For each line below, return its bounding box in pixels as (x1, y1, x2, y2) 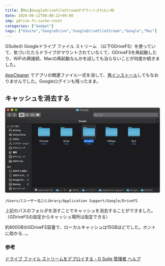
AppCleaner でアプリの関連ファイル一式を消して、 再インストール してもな (5, 72, 155, 78)
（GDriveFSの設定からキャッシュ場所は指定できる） (5, 214, 110, 220)
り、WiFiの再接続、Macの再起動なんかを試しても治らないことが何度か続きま (5, 55, 160, 61)
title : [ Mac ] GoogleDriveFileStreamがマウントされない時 (5, 8, 114, 13)
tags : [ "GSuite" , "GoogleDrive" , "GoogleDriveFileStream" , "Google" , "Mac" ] (5, 28, 157, 34)
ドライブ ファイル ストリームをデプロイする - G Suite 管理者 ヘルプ (5, 256, 141, 262)
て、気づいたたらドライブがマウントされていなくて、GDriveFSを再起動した (5, 50, 157, 55)
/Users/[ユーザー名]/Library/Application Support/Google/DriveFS (5, 199, 138, 204)
